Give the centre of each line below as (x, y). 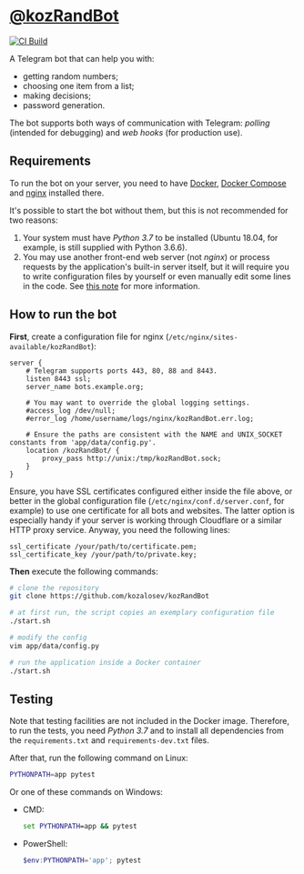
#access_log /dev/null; (71, 410)
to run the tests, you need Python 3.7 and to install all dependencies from (147, 731)
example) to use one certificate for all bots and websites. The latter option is (152, 510)
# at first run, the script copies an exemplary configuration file (142, 613)
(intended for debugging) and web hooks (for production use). (126, 132)
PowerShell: (45, 844)
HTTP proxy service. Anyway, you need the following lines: (120, 529)
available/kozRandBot (51, 347)
